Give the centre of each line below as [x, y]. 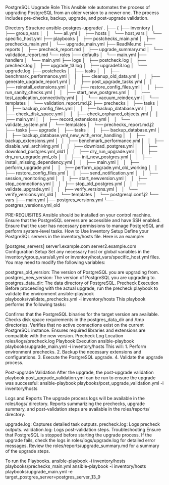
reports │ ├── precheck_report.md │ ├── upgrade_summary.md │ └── [84, 49]
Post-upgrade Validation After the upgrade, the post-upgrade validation [79, 372]
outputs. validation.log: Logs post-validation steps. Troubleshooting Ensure [83, 430]
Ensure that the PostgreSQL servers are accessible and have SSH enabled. [83, 220]
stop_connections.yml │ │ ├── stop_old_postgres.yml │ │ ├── [76, 184]
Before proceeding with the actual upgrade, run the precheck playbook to [82, 288]
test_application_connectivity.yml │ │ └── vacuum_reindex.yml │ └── [82, 98]
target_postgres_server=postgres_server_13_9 [53, 477]
